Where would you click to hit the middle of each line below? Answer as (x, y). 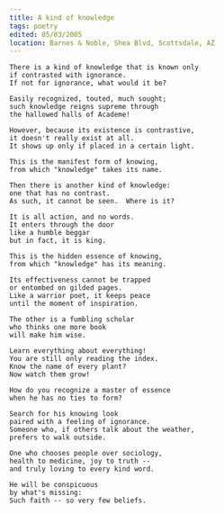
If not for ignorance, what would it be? (88, 83)
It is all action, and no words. (72, 217)
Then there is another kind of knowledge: (90, 185)
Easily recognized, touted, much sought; (88, 99)
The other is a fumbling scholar (72, 320)
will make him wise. (48, 335)
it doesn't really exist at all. (72, 139)
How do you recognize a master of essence (90, 391)
